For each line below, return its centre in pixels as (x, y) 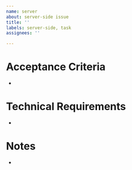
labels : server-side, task (39, 28)
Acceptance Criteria (56, 67)
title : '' (18, 22)
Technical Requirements (66, 107)
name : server (22, 11)
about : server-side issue (37, 17)
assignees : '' (23, 33)
